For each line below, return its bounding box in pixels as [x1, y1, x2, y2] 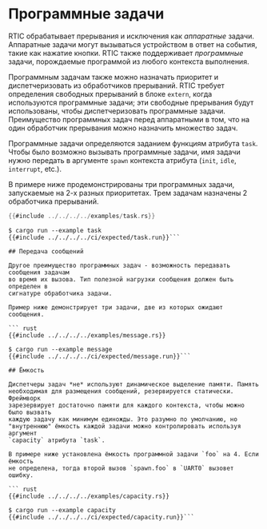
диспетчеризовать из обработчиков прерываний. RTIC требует [8, 81, 225, 90]
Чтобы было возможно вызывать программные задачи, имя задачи [8, 147, 241, 157]
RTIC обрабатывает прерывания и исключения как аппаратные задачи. [8, 31, 254, 41]
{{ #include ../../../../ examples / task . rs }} [8, 212, 156, 220]
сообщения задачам [8, 268, 70, 276]
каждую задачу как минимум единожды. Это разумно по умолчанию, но [8, 415, 238, 424]
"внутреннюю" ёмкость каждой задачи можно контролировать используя [8, 422, 241, 430]
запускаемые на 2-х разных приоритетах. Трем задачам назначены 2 [8, 188, 248, 197]
